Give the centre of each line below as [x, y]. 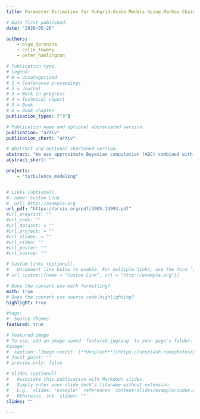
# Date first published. [37, 22]
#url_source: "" [26, 253]
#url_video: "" [25, 242]
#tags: [14, 313]
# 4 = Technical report [36, 100]
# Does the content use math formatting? [58, 286]
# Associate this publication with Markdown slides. [76, 380]
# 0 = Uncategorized [32, 77]
